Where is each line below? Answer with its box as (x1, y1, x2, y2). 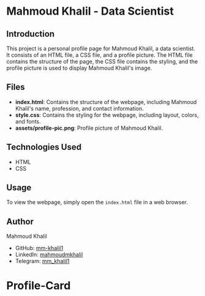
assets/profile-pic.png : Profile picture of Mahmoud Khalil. (15, 124, 163, 131)
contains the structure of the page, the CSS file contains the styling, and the (6, 58, 198, 65)
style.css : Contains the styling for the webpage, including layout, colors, (15, 111, 199, 119)
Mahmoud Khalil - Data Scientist (6, 4, 174, 18)
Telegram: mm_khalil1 (15, 257, 70, 265)
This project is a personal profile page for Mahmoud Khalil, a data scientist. (6, 45, 196, 52)
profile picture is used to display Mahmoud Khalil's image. (6, 64, 152, 72)
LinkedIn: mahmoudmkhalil (15, 251, 83, 258)
